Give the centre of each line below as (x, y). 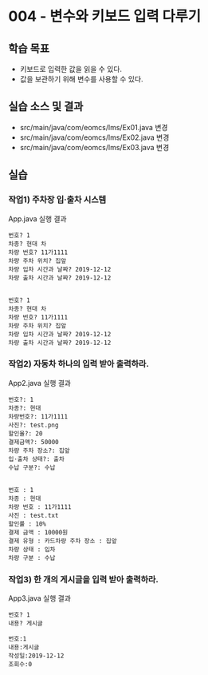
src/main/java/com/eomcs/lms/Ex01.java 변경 (94, 127)
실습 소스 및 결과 (46, 107)
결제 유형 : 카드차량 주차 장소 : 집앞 (63, 541)
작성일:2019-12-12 (36, 656)
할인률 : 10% (27, 524)
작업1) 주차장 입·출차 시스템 (57, 200)
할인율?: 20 (26, 433)
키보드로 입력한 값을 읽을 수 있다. (71, 69)
